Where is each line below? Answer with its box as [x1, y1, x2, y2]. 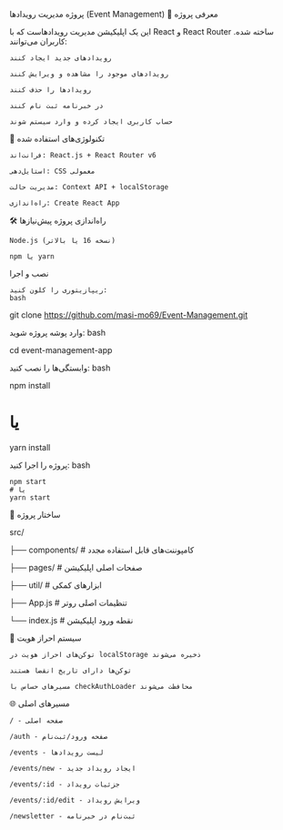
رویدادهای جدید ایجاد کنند [9, 54, 112, 63]
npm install [9, 380, 51, 390]
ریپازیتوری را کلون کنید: [9, 286, 107, 295]
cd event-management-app [9, 345, 113, 355]
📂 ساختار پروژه [9, 509, 61, 520]
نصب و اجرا [9, 268, 49, 278]
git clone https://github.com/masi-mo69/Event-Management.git [9, 309, 248, 320]
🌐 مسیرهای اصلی [9, 697, 70, 709]
